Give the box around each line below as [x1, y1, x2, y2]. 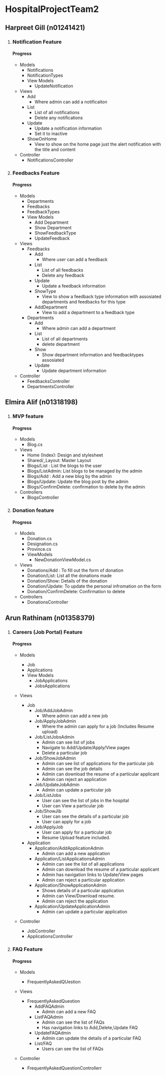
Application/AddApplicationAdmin [34, 845, 104, 851]
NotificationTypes [27, 72, 63, 78]
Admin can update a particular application [42, 909, 128, 915]
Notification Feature [12, 38, 62, 45]
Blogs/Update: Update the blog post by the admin [27, 478, 129, 484]
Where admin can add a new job [42, 713, 108, 719]
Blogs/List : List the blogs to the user [27, 462, 102, 469]
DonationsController [27, 599, 68, 605]
